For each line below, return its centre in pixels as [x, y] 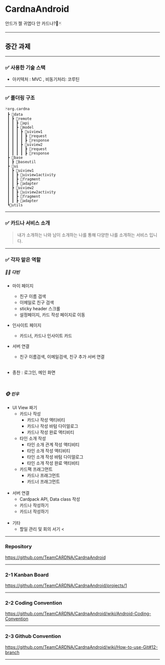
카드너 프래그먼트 [43, 481]
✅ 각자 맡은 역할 [23, 259]
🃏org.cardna [17, 109]
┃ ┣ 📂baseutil [22, 162]
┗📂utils [15, 205]
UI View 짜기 [25, 407]
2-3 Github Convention [33, 636]
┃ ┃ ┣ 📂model [21, 128]
